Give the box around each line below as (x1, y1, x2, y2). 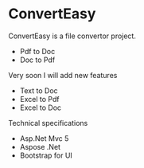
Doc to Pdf (19, 55, 56, 64)
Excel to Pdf (19, 94, 60, 104)
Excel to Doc (19, 103, 62, 112)
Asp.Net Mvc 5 (19, 133, 69, 143)
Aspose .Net (19, 142, 61, 151)
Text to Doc (19, 85, 58, 96)
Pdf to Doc (19, 46, 56, 56)
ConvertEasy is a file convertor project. (8, 31, 137, 41)
